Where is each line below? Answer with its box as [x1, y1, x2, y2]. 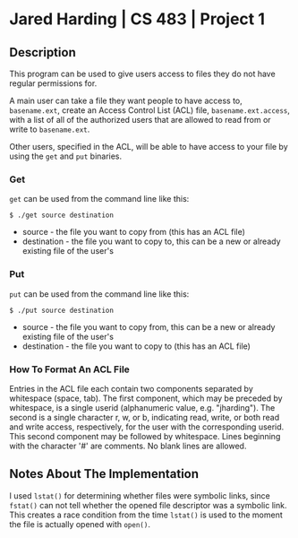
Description [9, 45, 76, 60]
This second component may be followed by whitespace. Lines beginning [9, 430, 281, 441]
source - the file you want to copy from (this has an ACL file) [21, 227, 246, 238]
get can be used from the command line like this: [9, 194, 190, 204]
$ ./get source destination [9, 211, 115, 220]
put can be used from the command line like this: [9, 288, 190, 299]
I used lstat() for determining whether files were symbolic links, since [9, 490, 271, 501]
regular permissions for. [9, 78, 98, 89]
